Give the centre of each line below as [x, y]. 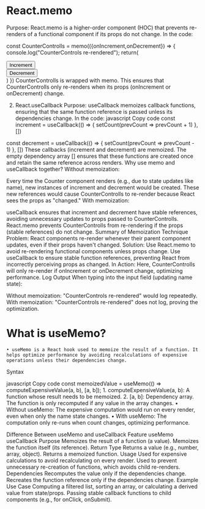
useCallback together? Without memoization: [63, 169]
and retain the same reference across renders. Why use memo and [91, 162]
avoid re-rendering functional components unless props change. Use [93, 251]
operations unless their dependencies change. [67, 360]
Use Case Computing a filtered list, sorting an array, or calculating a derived [102, 486]
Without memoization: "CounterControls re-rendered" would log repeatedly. [102, 295]
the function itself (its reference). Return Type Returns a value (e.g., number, [102, 447]
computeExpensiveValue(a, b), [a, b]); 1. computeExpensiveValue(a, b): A [98, 390]
